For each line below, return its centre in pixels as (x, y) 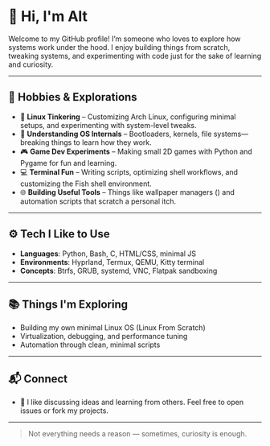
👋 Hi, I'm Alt (48, 17)
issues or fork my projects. (64, 411)
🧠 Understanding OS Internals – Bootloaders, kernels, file (116, 134)
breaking (35, 142)
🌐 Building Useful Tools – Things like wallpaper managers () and (127, 192)
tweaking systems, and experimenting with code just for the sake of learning (135, 56)
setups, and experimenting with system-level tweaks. (108, 125)
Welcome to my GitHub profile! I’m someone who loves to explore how (125, 39)
